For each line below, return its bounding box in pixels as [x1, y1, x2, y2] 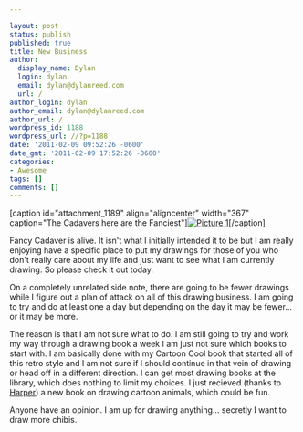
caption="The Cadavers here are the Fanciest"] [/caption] [9, 217, 266, 228]
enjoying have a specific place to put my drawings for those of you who [9, 245, 279, 256]
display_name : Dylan [17, 64, 96, 73]
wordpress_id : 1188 [9, 123, 84, 132]
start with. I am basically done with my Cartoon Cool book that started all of [9, 348, 294, 359]
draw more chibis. [9, 415, 78, 426]
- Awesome [9, 165, 47, 174]
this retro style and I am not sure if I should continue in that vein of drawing [9, 358, 292, 369]
